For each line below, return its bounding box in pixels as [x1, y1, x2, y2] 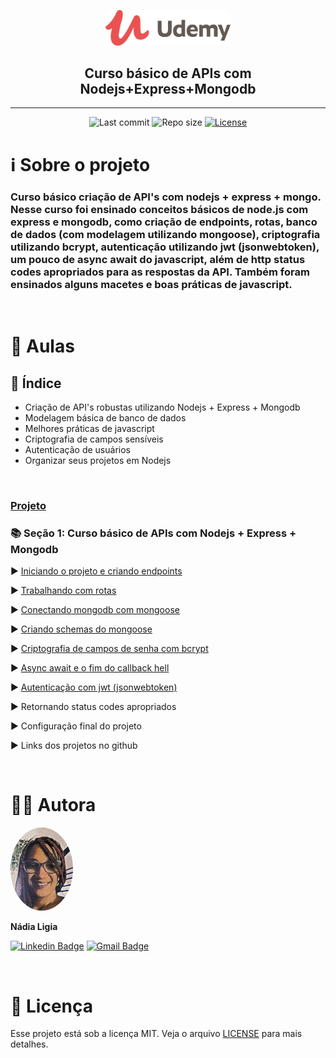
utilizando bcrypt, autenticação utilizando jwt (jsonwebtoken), [10, 240, 320, 254]
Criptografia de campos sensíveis [24, 433, 164, 445]
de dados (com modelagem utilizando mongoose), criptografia [10, 227, 321, 241]
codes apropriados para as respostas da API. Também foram [10, 265, 310, 279]
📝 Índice [10, 375, 62, 392]
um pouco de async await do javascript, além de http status [10, 252, 306, 266]
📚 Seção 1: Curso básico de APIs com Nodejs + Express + [10, 526, 297, 540]
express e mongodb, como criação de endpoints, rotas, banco [10, 215, 318, 229]
